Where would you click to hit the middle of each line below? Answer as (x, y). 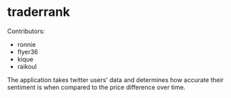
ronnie (26, 44)
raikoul (27, 66)
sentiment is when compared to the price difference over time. (96, 87)
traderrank (39, 12)
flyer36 (27, 52)
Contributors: (26, 31)
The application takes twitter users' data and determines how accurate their (115, 79)
